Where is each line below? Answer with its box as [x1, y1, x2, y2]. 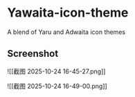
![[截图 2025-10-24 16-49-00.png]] [7, 82, 107, 90]
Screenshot [7, 48, 59, 60]
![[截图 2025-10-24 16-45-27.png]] [7, 67, 106, 76]
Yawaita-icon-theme [7, 5, 129, 21]
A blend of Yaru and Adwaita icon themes [7, 28, 126, 36]
